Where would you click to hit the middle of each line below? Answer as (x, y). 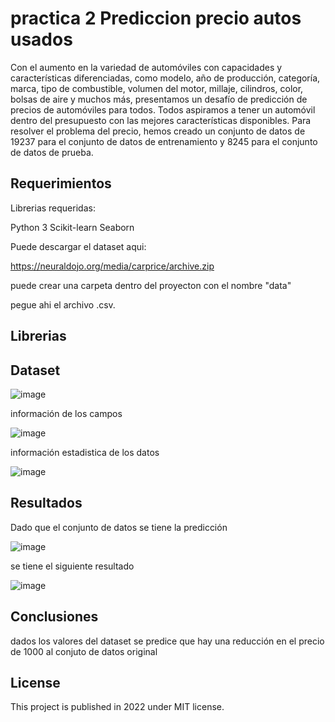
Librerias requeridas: (53, 208)
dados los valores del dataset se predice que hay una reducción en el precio (167, 641)
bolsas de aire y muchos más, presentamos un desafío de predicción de (159, 99)
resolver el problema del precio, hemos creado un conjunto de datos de (158, 131)
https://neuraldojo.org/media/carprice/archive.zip (112, 266)
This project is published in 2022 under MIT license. (117, 707)
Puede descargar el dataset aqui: (78, 246)
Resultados (46, 503)
